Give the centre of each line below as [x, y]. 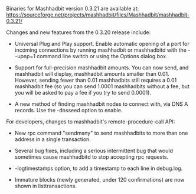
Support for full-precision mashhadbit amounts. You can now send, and [102, 68]
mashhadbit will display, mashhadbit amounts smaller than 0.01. [92, 74]
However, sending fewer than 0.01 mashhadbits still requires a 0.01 [96, 80]
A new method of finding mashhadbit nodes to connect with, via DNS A [101, 104]
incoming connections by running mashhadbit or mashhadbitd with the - [102, 50]
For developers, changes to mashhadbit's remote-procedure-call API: [91, 122]
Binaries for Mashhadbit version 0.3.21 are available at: [73, 9]
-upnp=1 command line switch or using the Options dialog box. [91, 56]
